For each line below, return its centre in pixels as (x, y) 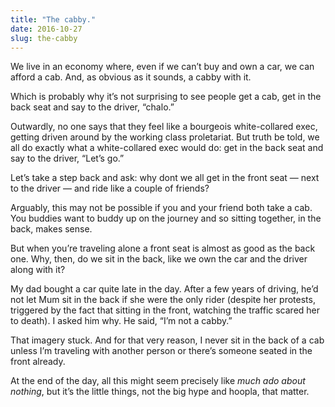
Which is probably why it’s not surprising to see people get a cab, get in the (166, 97)
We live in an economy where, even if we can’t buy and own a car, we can (162, 67)
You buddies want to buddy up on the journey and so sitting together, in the (166, 218)
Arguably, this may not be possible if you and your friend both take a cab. (161, 208)
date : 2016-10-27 (46, 29)
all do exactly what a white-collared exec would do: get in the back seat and (167, 148)
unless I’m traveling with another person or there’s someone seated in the (161, 351)
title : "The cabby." (53, 19)
